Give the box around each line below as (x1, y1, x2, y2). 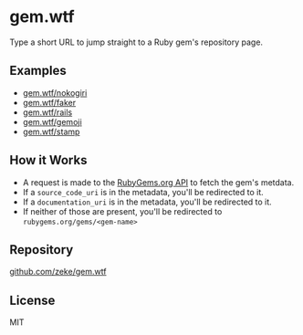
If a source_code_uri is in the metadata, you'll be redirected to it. (22, 186, 265, 197)
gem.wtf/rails (22, 107, 73, 118)
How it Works (9, 152, 88, 168)
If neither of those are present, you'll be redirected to (22, 205, 223, 216)
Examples (9, 63, 67, 79)
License (9, 292, 56, 308)
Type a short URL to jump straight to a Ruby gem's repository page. (9, 37, 263, 47)
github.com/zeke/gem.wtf (9, 267, 107, 277)
